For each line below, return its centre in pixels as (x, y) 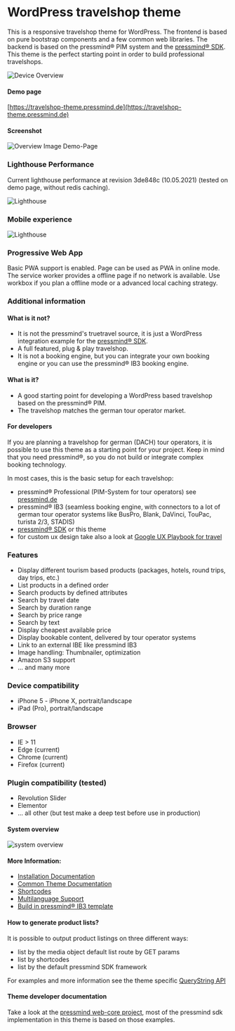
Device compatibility (43, 685)
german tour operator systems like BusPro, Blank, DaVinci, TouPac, (114, 514)
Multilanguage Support (51, 899)
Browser (22, 727)
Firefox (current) (41, 764)
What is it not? (29, 318)
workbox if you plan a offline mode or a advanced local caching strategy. (113, 283)
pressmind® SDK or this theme (62, 529)
